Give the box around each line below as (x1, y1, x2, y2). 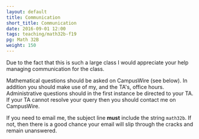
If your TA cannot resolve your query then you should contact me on (6, 96, 176, 103)
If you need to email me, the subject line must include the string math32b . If (6, 114, 192, 121)
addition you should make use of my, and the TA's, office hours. (6, 83, 165, 90)
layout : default (6, 8, 47, 15)
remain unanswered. (6, 127, 57, 134)
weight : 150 (6, 43, 36, 49)
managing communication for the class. (6, 65, 104, 72)
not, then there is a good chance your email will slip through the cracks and (6, 120, 194, 128)
